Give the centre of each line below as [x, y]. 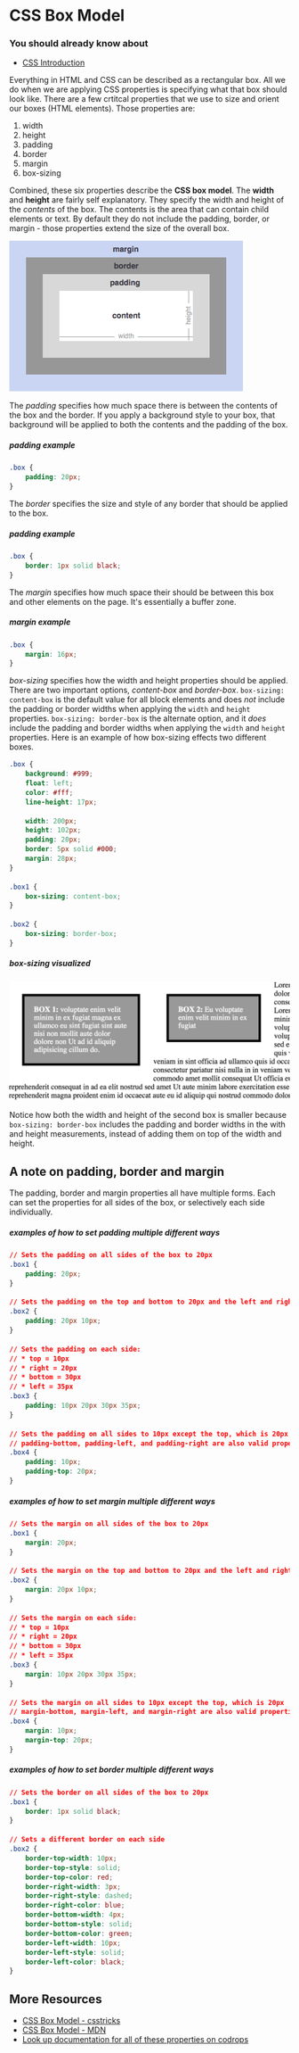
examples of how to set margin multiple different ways [113, 1501]
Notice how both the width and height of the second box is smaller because [148, 1115]
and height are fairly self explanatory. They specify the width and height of [147, 200]
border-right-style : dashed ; [79, 1896]
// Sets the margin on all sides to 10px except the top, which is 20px [147, 1702]
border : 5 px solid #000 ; [71, 849]
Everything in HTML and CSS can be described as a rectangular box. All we [148, 80]
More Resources [56, 1999]
